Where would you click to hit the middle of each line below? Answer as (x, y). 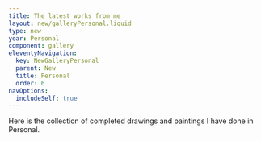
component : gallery (41, 46)
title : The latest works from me (65, 16)
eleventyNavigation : (43, 53)
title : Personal (43, 76)
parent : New (36, 68)
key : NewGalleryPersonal (57, 61)
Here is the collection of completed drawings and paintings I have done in (131, 121)
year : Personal (34, 38)
